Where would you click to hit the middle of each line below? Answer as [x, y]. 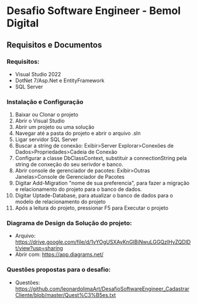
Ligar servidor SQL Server [46, 139]
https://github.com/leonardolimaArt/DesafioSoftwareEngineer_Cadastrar [102, 289]
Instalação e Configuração [45, 102]
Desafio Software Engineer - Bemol [94, 11]
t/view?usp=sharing [39, 248]
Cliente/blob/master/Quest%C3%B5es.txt [65, 295]
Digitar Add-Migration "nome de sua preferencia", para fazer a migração [102, 183]
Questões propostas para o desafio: [59, 269]
